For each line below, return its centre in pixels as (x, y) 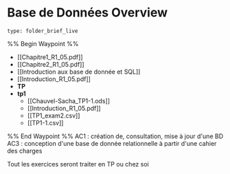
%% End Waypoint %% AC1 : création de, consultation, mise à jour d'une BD (115, 136)
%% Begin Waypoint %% (43, 43)
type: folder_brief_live (43, 31)
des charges (25, 151)
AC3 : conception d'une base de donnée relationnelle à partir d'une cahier (112, 143)
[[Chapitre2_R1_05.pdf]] (50, 64)
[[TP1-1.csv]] (45, 122)
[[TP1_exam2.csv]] (54, 116)
